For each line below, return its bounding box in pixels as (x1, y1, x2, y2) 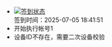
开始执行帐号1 (13, 25, 53, 32)
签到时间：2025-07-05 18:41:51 (13, 16, 104, 24)
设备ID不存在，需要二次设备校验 (13, 33, 105, 41)
